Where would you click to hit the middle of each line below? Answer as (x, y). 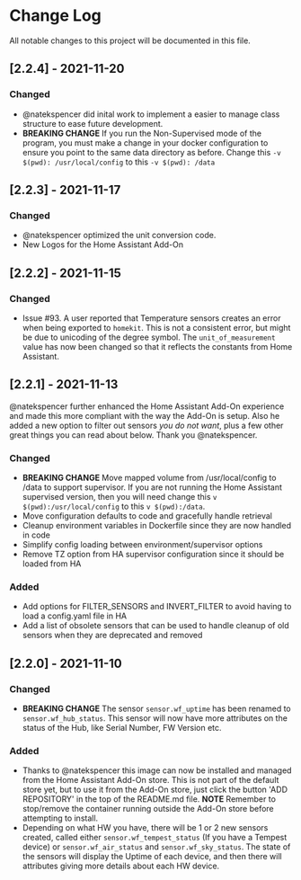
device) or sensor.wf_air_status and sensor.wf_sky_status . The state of (156, 847)
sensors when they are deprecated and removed (112, 636)
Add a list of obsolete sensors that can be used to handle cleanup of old (155, 626)
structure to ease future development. (93, 123)
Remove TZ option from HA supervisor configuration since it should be (153, 555)
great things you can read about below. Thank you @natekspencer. (133, 435)
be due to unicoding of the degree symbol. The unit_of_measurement (149, 337)
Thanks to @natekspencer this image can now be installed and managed (157, 770)
